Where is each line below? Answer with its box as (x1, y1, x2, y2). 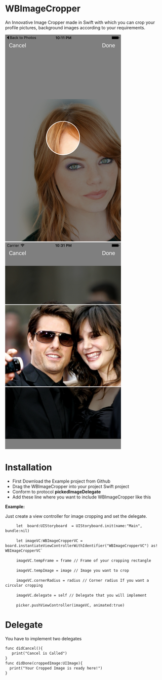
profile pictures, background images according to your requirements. (5, 24, 146, 30)
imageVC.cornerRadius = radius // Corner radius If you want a (16, 578, 149, 583)
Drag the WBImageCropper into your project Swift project (12, 483, 129, 489)
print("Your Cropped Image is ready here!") (9, 666, 103, 671)
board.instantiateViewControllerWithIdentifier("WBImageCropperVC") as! (5, 543, 158, 548)
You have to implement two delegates (5, 635, 82, 641)
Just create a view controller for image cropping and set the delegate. (5, 513, 147, 519)
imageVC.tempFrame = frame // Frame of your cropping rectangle (16, 558, 152, 563)
